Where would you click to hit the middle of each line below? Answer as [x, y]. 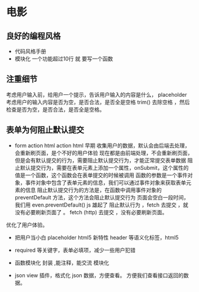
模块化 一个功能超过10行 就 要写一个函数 [64, 59]
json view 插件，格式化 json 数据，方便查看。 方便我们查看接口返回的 [99, 275]
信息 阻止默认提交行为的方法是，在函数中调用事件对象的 [93, 190]
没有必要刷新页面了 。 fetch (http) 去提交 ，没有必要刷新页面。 [91, 212]
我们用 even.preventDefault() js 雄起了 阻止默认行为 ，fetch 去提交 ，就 [101, 205]
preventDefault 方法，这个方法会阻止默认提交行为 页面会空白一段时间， [102, 197]
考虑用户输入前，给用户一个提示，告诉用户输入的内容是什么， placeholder [97, 94]
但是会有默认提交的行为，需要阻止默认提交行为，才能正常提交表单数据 [100, 160]
